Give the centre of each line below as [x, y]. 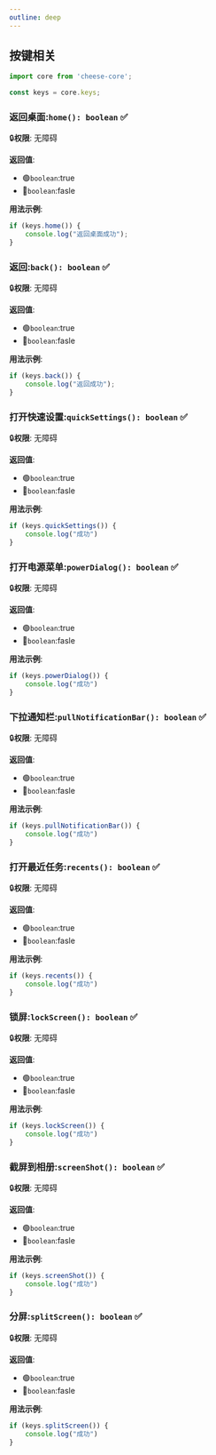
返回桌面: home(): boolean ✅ [69, 117]
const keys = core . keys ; [55, 93]
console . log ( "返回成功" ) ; [70, 384]
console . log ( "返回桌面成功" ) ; [77, 235]
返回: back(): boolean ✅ [60, 268]
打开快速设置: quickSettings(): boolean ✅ [99, 417]
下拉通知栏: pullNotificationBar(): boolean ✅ [108, 716]
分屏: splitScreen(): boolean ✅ [76, 1316]
